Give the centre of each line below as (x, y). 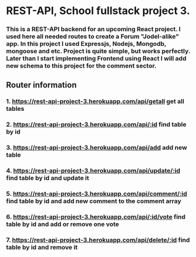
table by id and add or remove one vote (62, 224)
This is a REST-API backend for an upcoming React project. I (93, 29)
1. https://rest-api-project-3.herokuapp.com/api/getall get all (95, 102)
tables (15, 109)
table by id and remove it (42, 247)
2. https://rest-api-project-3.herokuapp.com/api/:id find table (96, 124)
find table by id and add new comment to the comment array (94, 201)
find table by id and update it (48, 178)
